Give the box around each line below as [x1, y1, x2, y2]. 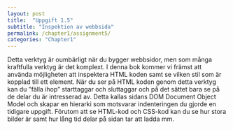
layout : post [7, 10, 45, 17]
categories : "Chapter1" [7, 36, 77, 43]
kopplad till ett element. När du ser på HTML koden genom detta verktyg [7, 78, 217, 86]
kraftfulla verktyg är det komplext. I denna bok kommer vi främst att [7, 63, 202, 71]
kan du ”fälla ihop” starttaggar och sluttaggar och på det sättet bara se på [7, 85, 220, 94]
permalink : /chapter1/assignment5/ [7, 29, 111, 37]
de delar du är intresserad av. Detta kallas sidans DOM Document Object [7, 92, 217, 101]
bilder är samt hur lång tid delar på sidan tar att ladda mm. [7, 115, 175, 123]
